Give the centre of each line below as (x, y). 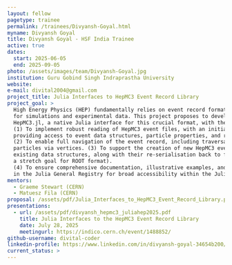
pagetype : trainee (33, 20)
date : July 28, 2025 (49, 225)
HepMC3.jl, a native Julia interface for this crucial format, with (114, 122)
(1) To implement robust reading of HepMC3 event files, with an (109, 129)
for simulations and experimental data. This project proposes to (111, 116)
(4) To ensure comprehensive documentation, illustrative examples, (114, 167)
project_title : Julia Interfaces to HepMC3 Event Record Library (103, 97)
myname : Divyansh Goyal (41, 33)
